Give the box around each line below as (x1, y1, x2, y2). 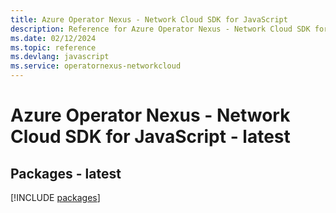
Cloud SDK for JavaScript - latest (10, 126, 291, 148)
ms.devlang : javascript (10, 52, 110, 62)
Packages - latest (10, 165, 122, 182)
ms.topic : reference (10, 42, 97, 53)
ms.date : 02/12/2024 (10, 33, 97, 43)
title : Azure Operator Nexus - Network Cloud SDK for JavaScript (10, 14, 288, 25)
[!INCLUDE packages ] (10, 192, 101, 203)
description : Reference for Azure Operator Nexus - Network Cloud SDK (10, 24, 311, 34)
